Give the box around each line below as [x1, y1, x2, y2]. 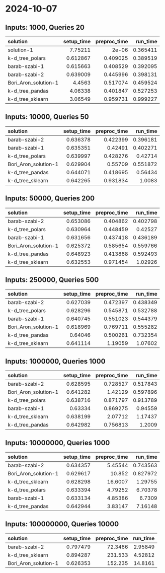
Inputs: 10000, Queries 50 [5, 113, 89, 121]
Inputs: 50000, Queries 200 [5, 194, 95, 203]
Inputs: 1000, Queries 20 [5, 23, 85, 32]
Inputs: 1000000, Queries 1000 [5, 357, 106, 366]
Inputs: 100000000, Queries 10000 [5, 520, 119, 529]
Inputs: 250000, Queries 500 [5, 275, 99, 284]
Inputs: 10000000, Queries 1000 [5, 439, 110, 447]
